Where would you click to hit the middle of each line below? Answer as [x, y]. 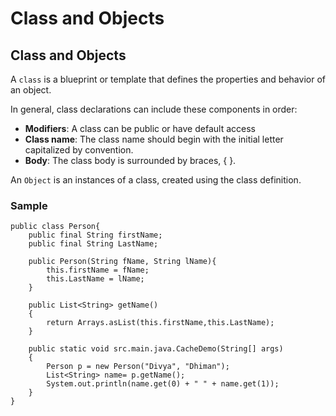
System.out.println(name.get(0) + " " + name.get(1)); [163, 384]
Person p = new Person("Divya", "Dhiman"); [138, 367]
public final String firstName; [95, 235]
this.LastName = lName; [95, 279]
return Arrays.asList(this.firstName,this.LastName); [160, 323]
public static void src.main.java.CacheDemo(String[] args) [156, 349]
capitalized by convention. [79, 150]
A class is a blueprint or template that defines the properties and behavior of [168, 79]
